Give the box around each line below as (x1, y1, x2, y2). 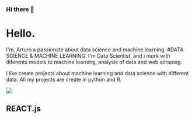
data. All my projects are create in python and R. (6, 76, 122, 83)
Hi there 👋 (6, 5, 35, 13)
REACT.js (6, 104, 41, 114)
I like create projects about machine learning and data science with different (6, 69, 189, 76)
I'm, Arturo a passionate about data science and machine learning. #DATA (6, 46, 184, 53)
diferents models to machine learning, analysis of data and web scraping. (6, 58, 183, 65)
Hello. (6, 27, 36, 40)
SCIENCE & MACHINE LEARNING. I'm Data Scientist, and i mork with (6, 52, 170, 59)
